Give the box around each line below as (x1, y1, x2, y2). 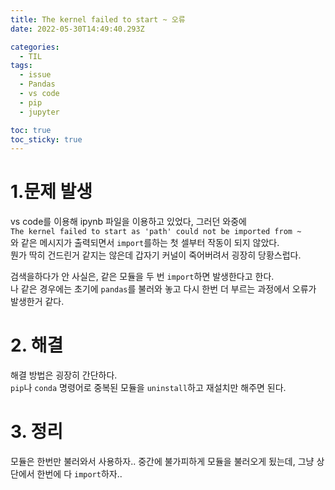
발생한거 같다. (10, 296, 65, 308)
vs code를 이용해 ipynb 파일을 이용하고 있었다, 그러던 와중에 (10, 216, 247, 228)
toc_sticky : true (10, 134, 83, 145)
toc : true (10, 125, 52, 135)
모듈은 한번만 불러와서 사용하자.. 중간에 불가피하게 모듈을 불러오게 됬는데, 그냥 (10, 456, 315, 468)
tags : (10, 61, 33, 71)
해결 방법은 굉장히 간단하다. (10, 369, 118, 381)
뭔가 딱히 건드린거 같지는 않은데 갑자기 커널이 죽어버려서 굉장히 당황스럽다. (10, 249, 302, 261)
